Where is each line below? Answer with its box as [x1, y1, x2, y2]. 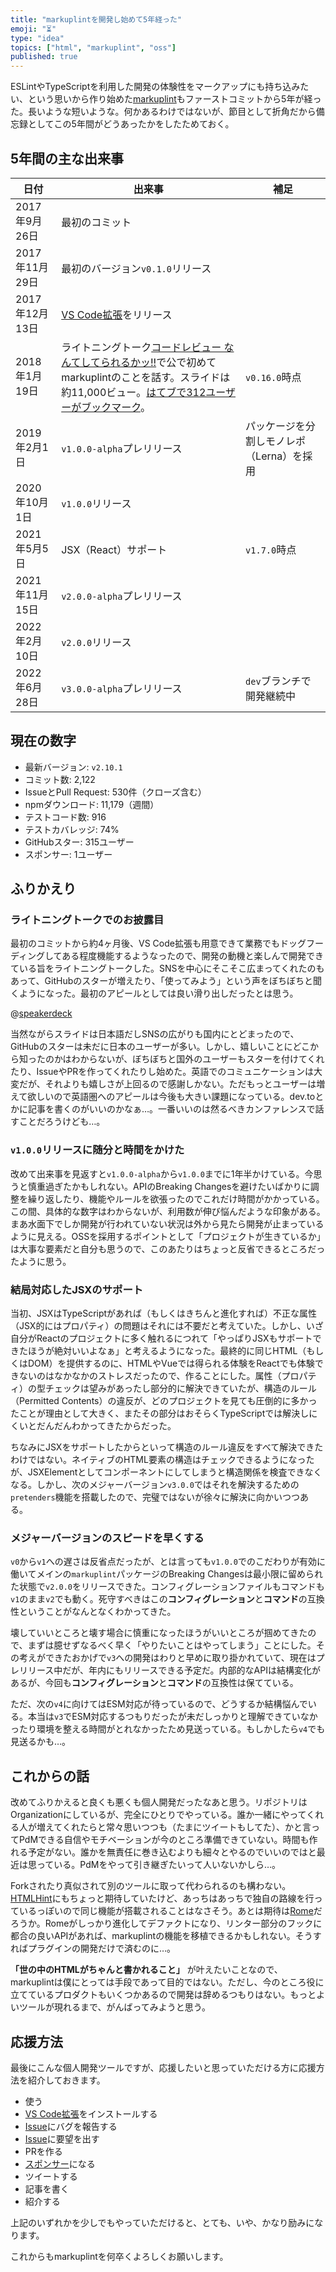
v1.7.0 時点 [245, 542, 297, 556]
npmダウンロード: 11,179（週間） [24, 798, 160, 810]
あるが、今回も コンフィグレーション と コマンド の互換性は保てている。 [10, 1677, 299, 1689]
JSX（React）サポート [61, 542, 168, 556]
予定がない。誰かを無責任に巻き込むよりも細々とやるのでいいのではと [27, 1846, 317, 1858]
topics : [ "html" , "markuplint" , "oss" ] [10, 42, 177, 53]
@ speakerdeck [10, 1007, 73, 1020]
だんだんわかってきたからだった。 [36, 1420, 177, 1432]
